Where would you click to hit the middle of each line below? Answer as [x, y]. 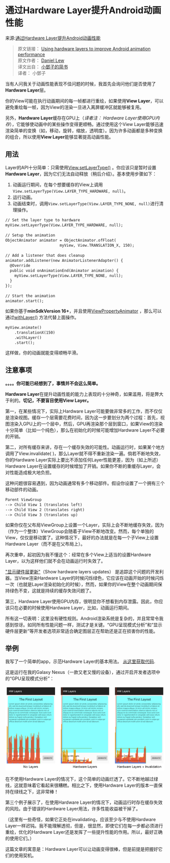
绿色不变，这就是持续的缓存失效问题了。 [52, 591]
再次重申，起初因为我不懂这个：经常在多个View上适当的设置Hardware [78, 555]
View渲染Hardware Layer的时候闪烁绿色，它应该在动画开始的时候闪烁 [91, 578]
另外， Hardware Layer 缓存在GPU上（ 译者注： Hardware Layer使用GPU [80, 118]
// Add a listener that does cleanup [45, 255]
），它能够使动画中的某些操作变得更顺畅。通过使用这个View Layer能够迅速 [87, 124]
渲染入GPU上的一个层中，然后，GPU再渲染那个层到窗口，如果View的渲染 [86, 424]
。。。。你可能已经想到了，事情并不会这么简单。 [53, 383]
